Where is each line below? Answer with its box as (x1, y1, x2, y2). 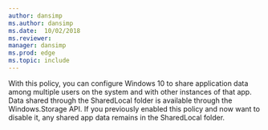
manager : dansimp (8, 42, 67, 50)
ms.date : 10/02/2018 (8, 26, 81, 35)
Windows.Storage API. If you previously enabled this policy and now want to (8, 104, 261, 113)
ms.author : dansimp (8, 19, 74, 27)
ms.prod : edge (8, 49, 56, 57)
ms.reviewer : (8, 34, 52, 43)
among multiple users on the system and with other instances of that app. (8, 87, 252, 96)
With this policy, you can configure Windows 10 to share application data (8, 78, 249, 88)
